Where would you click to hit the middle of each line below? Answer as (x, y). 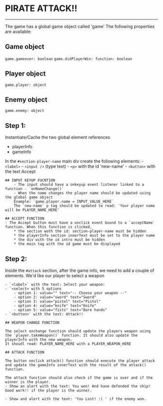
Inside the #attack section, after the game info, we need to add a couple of (80, 270)
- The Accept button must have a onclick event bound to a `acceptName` (80, 223)
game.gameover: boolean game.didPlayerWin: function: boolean (69, 59)
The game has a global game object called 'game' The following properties (80, 26)
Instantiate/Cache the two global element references (57, 137)
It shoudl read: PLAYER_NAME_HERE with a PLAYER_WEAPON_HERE (68, 344)
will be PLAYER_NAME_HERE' (32, 210)
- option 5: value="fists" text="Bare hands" (61, 310)
